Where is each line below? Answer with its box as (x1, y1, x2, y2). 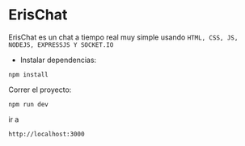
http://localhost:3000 (8, 130, 85, 138)
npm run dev (8, 100, 49, 108)
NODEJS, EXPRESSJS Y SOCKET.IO (8, 40, 114, 49)
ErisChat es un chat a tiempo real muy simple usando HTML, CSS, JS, (8, 32, 239, 42)
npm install (8, 70, 49, 78)
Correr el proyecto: (8, 85, 72, 94)
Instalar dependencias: (19, 55, 97, 65)
